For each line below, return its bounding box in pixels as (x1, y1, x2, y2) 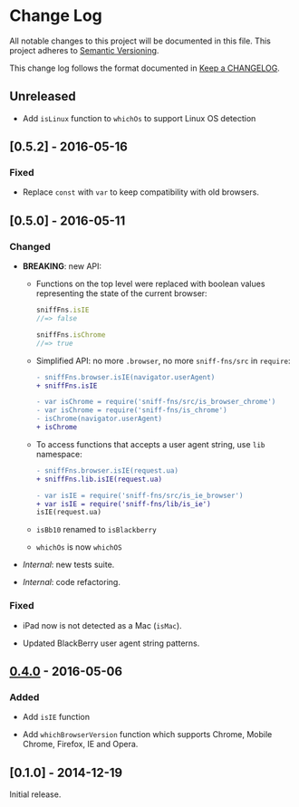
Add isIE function (22, 712, 91, 723)
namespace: (35, 448, 83, 459)
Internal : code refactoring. (22, 577, 121, 588)
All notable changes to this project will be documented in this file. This (9, 35, 272, 46)
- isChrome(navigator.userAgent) (35, 414, 163, 424)
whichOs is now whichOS (35, 542, 122, 552)
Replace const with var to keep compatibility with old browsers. (22, 187, 260, 197)
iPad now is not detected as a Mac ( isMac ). (22, 620, 183, 630)
